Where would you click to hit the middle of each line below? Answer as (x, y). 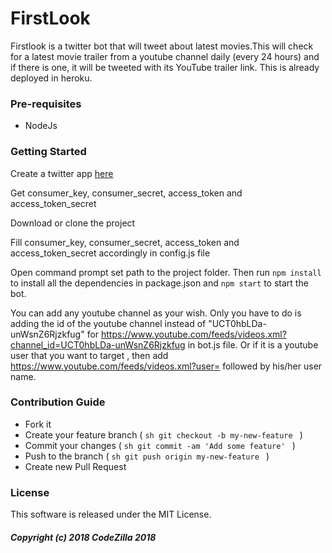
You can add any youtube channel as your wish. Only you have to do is (156, 313)
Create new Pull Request (75, 466)
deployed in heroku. (51, 78)
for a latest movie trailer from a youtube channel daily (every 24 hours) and (165, 56)
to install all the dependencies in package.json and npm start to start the (159, 283)
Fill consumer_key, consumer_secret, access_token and (125, 242)
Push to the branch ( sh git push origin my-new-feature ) (147, 456)
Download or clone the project (73, 223)
